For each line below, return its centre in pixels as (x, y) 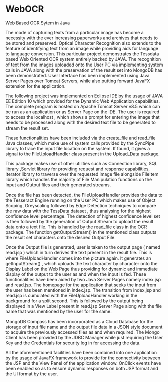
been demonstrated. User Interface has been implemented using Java (77, 75)
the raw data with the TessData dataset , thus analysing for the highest (78, 211)
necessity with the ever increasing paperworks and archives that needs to (81, 38)
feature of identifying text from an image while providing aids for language (82, 48)
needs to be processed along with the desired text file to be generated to (81, 122)
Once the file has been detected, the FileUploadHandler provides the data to (84, 195)
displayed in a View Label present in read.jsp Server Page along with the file (83, 306)
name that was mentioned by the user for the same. (58, 311)
